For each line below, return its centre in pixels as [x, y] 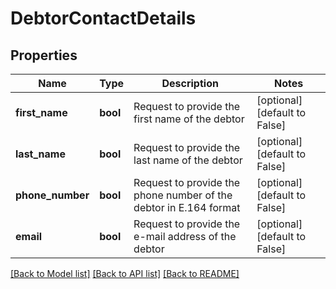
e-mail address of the [185, 236]
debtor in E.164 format [187, 207]
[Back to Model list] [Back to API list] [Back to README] [125, 273]
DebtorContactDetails [103, 18]
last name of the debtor [188, 160]
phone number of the [183, 195]
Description [190, 83]
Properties [44, 55]
